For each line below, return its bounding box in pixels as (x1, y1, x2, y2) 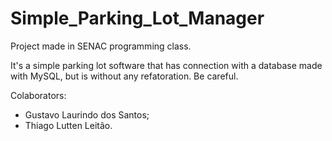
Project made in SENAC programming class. (10, 40, 192, 52)
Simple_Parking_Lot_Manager (10, 7, 265, 30)
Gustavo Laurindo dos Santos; (24, 108, 150, 121)
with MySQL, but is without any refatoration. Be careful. (10, 70, 239, 82)
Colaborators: (10, 89, 67, 101)
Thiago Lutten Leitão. (24, 119, 113, 131)
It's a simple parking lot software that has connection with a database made (10, 59, 323, 71)
